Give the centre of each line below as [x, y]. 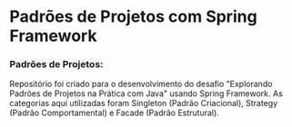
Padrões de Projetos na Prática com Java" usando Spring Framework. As [146, 93]
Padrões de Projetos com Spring [133, 17]
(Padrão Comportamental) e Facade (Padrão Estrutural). [115, 113]
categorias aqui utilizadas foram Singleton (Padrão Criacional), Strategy [144, 103]
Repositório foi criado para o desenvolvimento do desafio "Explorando [141, 84]
